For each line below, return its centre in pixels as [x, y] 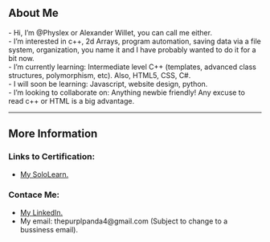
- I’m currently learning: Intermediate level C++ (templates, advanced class [133, 67]
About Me [33, 13]
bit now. [21, 58]
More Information [53, 134]
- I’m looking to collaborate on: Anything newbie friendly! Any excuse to [127, 92]
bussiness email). [49, 229]
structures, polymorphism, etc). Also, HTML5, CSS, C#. [100, 75]
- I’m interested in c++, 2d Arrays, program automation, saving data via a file [135, 41]
